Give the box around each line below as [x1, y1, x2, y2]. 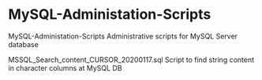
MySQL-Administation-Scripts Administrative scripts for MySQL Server [8, 31, 238, 41]
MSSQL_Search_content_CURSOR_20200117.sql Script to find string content [8, 55, 255, 64]
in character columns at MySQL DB [8, 63, 122, 72]
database [8, 39, 39, 49]
